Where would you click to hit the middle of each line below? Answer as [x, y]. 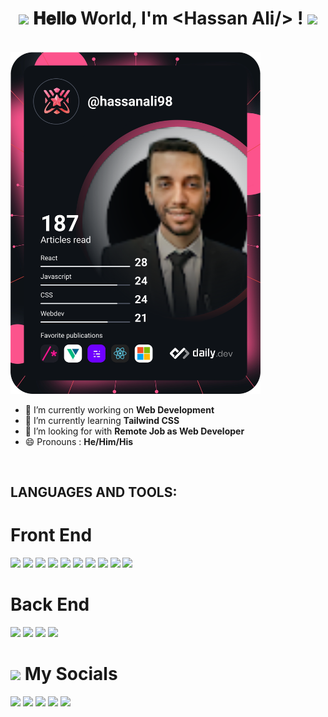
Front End [51, 535]
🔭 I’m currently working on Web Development [119, 409]
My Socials [71, 674]
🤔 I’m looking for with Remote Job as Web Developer [134, 431]
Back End [50, 604]
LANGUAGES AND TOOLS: [94, 492]
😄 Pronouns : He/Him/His [79, 441]
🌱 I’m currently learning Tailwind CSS [102, 420]
